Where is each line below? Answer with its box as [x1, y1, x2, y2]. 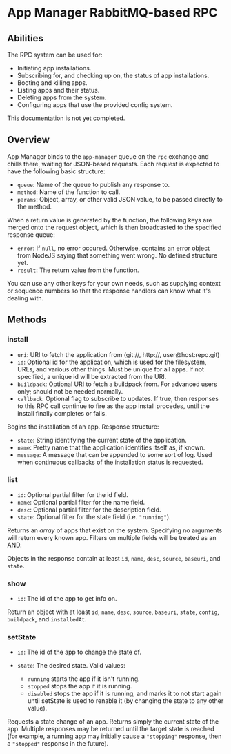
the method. [17, 202, 52, 211]
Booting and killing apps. [17, 79, 88, 87]
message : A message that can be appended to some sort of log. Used [17, 450, 212, 458]
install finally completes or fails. [17, 409, 107, 417]
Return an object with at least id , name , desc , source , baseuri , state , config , [7, 608, 219, 616]
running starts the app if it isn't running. [27, 675, 140, 683]
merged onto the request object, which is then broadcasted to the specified [7, 223, 222, 231]
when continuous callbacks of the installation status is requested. [17, 458, 203, 466]
